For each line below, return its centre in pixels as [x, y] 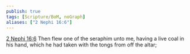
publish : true [24, 11]
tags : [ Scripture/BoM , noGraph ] [46, 17]
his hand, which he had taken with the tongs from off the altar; [81, 45]
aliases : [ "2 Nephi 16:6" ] [39, 22]
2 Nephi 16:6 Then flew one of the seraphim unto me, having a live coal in [95, 39]
